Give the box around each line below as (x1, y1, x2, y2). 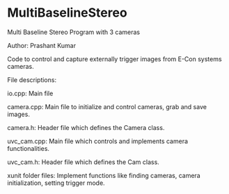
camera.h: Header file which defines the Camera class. (7, 123, 165, 131)
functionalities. (7, 144, 50, 152)
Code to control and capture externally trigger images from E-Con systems (7, 54, 222, 63)
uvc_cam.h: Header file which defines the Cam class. (7, 158, 160, 166)
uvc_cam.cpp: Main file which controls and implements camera (7, 137, 189, 145)
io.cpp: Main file (7, 89, 54, 97)
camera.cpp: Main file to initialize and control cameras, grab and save (7, 102, 207, 111)
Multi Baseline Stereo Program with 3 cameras (7, 28, 141, 36)
